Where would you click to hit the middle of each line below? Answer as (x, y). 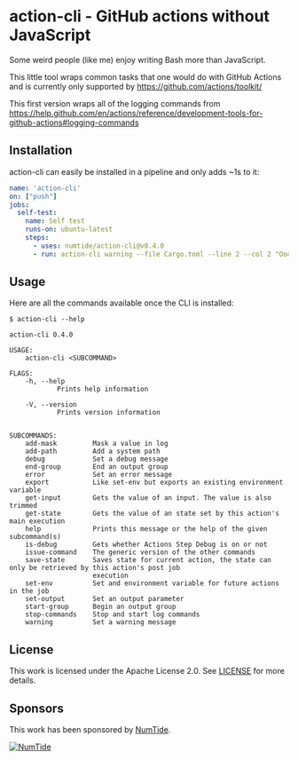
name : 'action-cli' (45, 188)
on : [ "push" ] (33, 196)
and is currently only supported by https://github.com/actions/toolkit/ (136, 86)
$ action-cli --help (47, 320)
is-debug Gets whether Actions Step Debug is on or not (146, 545)
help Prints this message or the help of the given (146, 529)
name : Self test (55, 221)
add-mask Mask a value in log (97, 444)
